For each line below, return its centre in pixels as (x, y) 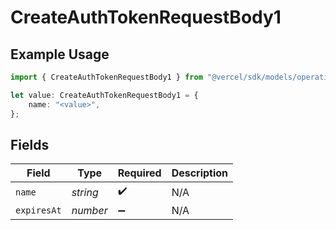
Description (200, 173)
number (89, 211)
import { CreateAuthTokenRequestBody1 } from (106, 77)
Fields (30, 144)
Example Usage (60, 54)
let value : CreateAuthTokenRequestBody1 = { (104, 95)
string (85, 192)
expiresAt (38, 210)
